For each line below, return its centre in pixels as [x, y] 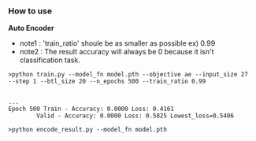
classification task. [50, 60]
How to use [30, 11]
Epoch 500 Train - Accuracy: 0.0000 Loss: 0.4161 [91, 109]
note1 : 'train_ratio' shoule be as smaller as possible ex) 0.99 [117, 43]
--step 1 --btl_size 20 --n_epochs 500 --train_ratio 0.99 [107, 82]
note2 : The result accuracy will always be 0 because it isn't [117, 52]
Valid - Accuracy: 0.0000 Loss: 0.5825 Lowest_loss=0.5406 [135, 116]
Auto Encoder [31, 28]
